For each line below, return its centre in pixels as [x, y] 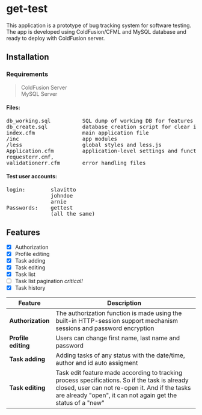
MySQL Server [39, 94]
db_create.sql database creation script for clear [98, 126]
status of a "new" [80, 403]
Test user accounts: [32, 176]
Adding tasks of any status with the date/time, [120, 355]
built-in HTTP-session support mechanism [117, 321]
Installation [28, 57]
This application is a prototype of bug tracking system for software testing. [99, 25]
